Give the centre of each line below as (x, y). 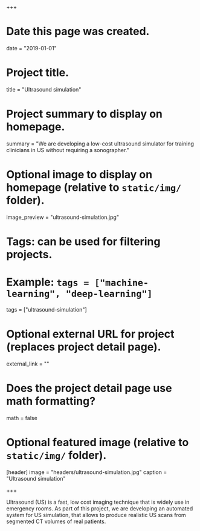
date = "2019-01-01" (31, 48)
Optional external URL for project (90, 334)
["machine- (122, 283)
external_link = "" (28, 364)
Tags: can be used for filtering (83, 242)
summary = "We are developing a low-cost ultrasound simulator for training (100, 144)
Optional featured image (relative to (98, 442)
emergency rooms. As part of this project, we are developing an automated (100, 508)
